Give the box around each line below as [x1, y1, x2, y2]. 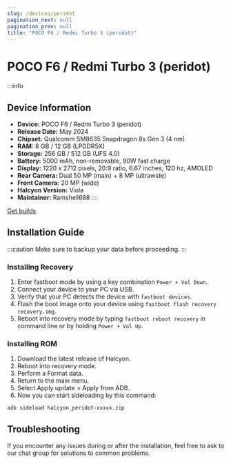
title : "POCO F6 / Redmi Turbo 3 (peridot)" [7, 29, 137, 37]
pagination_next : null [7, 17, 72, 23]
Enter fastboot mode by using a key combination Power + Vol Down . [17, 278, 208, 286]
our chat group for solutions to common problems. [7, 449, 150, 457]
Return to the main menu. [17, 376, 90, 385]
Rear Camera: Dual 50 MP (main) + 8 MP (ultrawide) [17, 172, 167, 179]
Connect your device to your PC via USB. [17, 285, 134, 294]
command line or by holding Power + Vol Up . [17, 322, 143, 330]
